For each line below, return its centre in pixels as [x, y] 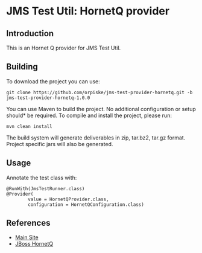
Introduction [30, 34]
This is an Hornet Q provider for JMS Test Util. [64, 48]
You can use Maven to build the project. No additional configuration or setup [101, 109]
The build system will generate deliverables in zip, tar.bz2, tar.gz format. [96, 138]
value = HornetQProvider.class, [69, 199]
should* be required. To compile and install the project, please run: [89, 115]
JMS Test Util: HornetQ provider [88, 11]
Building [22, 67]
